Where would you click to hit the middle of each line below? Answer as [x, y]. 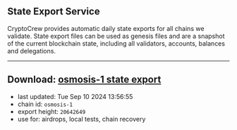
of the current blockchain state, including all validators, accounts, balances [116, 43]
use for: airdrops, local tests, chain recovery [81, 119]
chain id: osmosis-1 [45, 104]
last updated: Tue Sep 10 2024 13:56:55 [75, 96]
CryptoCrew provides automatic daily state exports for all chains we [106, 28]
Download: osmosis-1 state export [84, 80]
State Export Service [54, 12]
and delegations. [32, 51]
